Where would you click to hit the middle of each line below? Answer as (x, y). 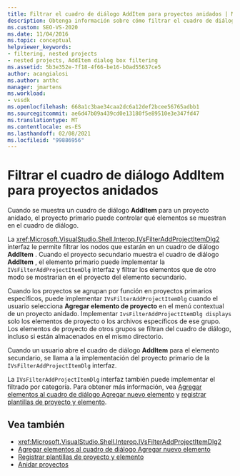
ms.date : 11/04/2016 (38, 34)
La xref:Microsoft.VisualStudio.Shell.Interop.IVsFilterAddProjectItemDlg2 (114, 239)
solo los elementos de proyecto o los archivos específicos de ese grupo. (114, 321)
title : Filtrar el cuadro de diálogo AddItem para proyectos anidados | (118, 14)
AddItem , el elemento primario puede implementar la (86, 262)
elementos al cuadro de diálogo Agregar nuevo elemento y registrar (107, 395)
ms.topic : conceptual (40, 41)
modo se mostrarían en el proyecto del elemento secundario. (97, 277)
